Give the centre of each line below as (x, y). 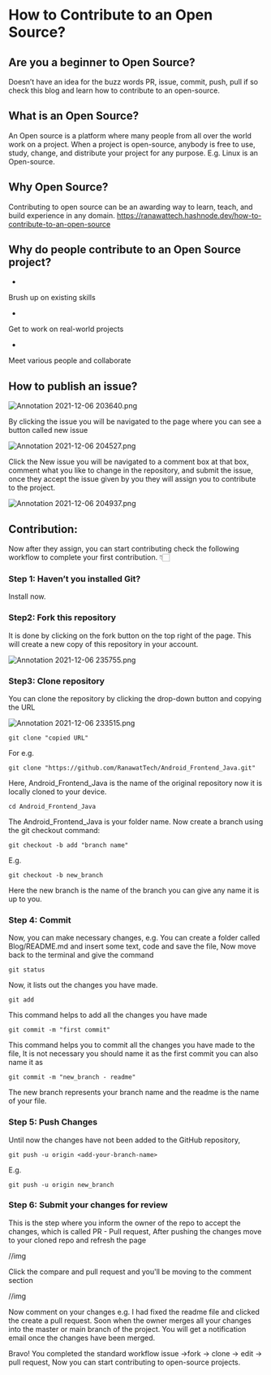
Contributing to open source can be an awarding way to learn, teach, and (131, 207)
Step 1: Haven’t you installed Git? (75, 578)
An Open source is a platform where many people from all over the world (130, 135)
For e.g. (22, 753)
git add (22, 1000)
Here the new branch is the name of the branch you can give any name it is (134, 890)
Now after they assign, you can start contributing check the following (124, 549)
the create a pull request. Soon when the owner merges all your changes (130, 1320)
